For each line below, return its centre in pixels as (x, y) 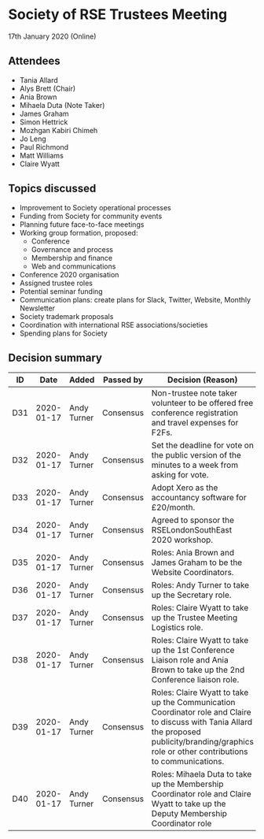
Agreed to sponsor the (192, 520)
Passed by (123, 380)
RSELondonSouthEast (192, 530)
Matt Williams (42, 155)
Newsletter (37, 308)
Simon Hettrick (44, 122)
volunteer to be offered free (202, 403)
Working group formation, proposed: (79, 232)
